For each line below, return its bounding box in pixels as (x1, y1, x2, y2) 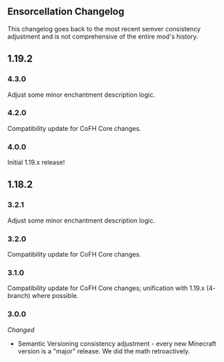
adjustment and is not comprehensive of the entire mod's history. (7, 32, 198, 41)
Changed (7, 325, 35, 334)
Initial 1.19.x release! (7, 158, 65, 166)
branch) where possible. (7, 292, 79, 300)
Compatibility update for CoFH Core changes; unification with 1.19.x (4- (7, 284, 216, 292)
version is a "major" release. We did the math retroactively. (17, 346, 191, 355)
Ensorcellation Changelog (7, 6, 124, 18)
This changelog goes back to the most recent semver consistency (7, 24, 201, 33)
